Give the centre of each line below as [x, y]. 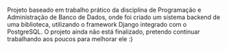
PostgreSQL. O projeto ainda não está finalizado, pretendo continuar [104, 32]
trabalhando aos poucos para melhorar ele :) [70, 39]
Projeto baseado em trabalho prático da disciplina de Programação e [104, 10]
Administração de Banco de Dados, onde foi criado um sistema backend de [114, 17]
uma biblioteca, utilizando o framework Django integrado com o [97, 24]
